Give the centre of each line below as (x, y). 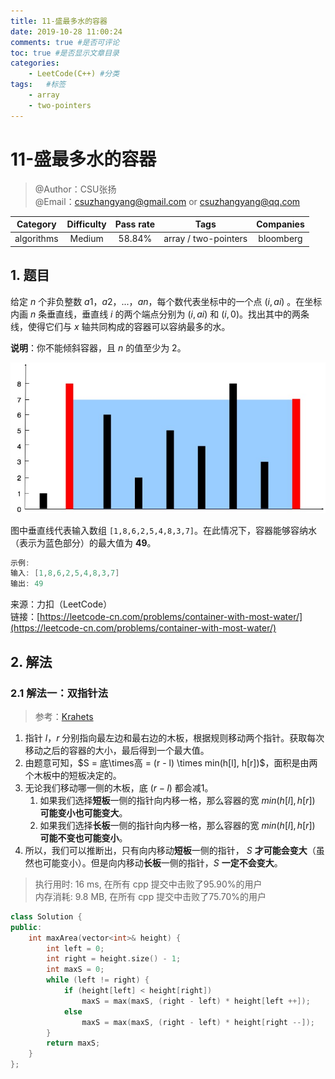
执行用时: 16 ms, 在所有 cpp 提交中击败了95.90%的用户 (148, 884)
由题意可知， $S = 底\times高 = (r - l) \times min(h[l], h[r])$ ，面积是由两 (171, 762)
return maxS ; (73, 1043)
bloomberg (280, 239)
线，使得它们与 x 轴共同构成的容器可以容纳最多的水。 (120, 326)
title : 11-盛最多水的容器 (59, 21)
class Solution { (46, 916)
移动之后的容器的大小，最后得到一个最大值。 (117, 750)
